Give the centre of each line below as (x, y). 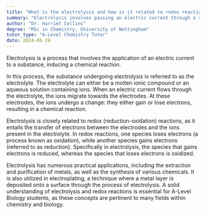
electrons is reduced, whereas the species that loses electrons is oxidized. (101, 153)
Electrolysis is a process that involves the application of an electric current (100, 58)
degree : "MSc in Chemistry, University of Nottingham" (78, 29)
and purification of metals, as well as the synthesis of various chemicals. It (101, 172)
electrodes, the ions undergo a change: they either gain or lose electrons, (99, 102)
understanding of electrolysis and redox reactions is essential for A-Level (99, 191)
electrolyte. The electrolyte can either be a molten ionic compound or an (98, 83)
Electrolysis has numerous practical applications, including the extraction (99, 165)
